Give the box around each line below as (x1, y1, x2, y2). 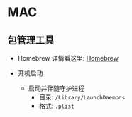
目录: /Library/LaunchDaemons (38, 93, 126, 101)
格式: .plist (38, 101, 75, 110)
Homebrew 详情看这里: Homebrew (17, 54, 119, 62)
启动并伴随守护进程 (28, 84, 85, 92)
